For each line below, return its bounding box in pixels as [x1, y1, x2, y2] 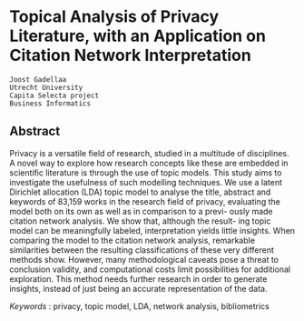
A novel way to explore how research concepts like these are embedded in [9, 157, 289, 168]
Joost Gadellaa [9, 75, 67, 84]
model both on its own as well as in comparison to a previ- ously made [9, 206, 274, 216]
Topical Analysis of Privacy [9, 6, 220, 27]
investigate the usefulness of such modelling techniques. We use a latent [9, 176, 283, 187]
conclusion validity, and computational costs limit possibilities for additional [9, 264, 291, 275]
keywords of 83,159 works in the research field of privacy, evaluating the [9, 196, 281, 206]
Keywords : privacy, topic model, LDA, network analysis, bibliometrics [9, 300, 270, 311]
